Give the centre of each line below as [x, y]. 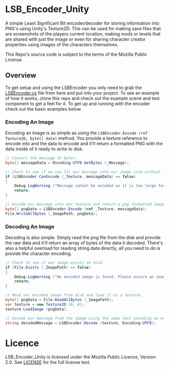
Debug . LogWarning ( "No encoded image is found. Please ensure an [84, 277]
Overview [21, 76]
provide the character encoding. [38, 253]
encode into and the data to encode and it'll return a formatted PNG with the [84, 144]
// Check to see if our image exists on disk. [55, 262]
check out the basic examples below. [44, 109]
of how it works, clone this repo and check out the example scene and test [82, 98]
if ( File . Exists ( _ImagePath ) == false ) [48, 267]
